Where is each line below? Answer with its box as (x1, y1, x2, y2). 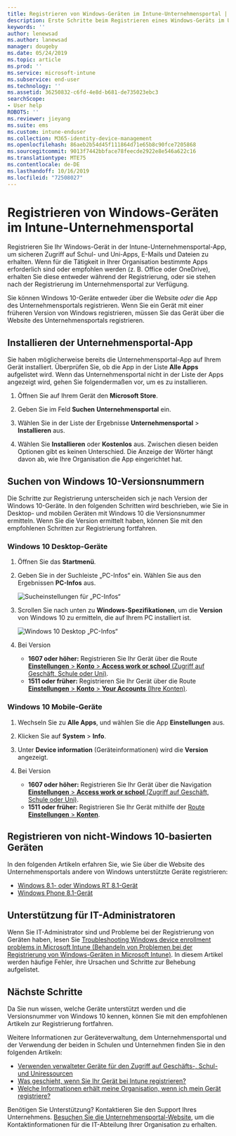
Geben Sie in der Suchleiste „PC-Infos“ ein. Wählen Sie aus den (17, 572, 202, 580)
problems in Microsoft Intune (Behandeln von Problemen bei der (7, 943, 193, 951)
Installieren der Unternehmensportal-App (7, 336, 193, 349)
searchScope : (7, 96, 46, 103)
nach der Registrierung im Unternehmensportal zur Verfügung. (7, 280, 190, 289)
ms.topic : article (7, 56, 61, 63)
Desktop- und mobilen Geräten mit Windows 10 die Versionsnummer (7, 509, 206, 518)
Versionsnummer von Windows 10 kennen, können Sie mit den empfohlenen (7, 1012, 228, 1020)
